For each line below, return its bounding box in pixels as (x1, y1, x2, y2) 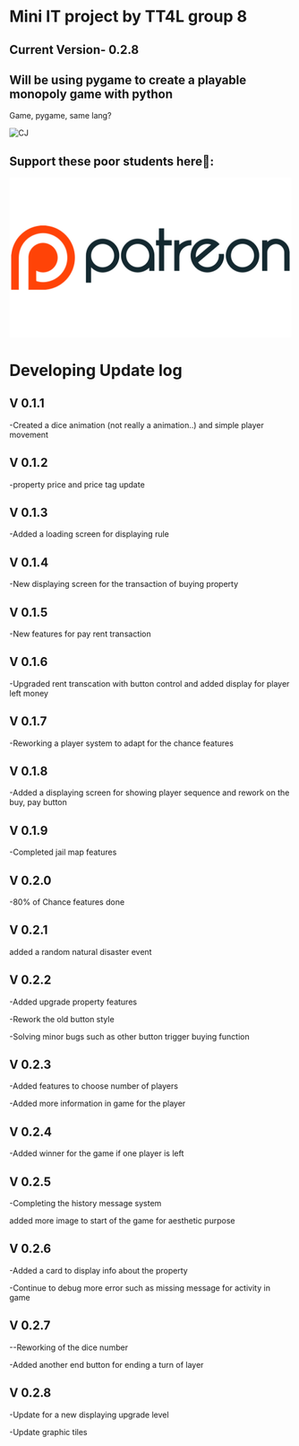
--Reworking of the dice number (9, 1342, 128, 1353)
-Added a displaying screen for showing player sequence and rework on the (9, 787, 290, 798)
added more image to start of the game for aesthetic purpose (9, 1215, 235, 1226)
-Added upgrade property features (9, 996, 137, 1007)
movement (9, 429, 49, 440)
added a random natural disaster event (9, 946, 152, 957)
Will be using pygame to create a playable (9, 72, 247, 87)
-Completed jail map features (9, 846, 117, 858)
